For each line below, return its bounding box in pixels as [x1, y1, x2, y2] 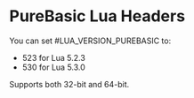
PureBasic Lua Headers [9, 6, 185, 26]
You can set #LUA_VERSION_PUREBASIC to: [9, 35, 172, 46]
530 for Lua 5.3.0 [21, 62, 86, 72]
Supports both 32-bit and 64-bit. [9, 79, 130, 89]
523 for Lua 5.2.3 [21, 52, 86, 63]
